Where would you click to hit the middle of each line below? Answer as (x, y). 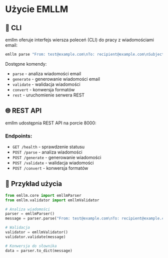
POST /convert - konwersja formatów (50, 168)
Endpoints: (19, 136)
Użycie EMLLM (37, 9)
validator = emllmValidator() (37, 232)
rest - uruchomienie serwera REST (48, 95)
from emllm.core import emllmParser (43, 195)
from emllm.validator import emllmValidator (52, 200)
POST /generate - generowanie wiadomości (57, 157)
